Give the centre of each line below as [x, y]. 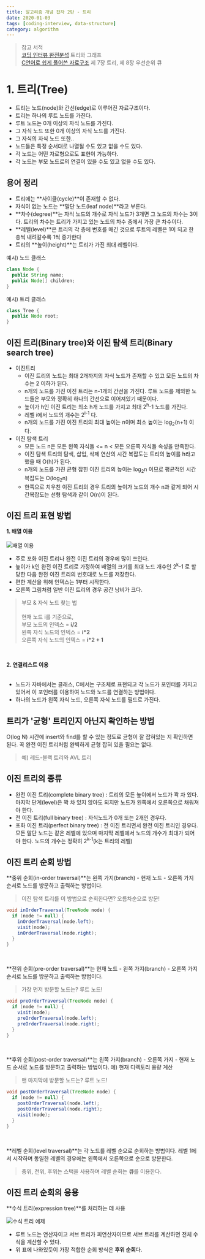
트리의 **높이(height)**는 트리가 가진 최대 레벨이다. [77, 245]
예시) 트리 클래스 [26, 299]
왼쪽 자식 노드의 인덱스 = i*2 [55, 632]
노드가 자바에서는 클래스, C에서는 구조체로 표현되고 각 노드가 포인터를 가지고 [106, 684]
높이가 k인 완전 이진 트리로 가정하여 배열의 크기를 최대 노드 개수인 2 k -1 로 [102, 566]
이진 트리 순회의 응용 [43, 1192]
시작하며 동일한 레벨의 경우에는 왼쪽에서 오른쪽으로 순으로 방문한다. [93, 1158]
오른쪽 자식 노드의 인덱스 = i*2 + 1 [62, 640]
